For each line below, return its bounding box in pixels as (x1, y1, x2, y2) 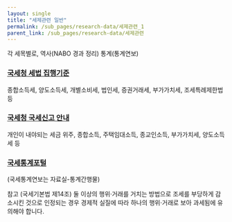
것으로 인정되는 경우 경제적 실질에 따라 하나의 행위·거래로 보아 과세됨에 (25, 198, 216, 207)
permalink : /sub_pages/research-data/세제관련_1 (7, 23, 144, 30)
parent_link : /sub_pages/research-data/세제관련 (7, 29, 144, 37)
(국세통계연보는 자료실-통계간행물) (7, 175, 100, 184)
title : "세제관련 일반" (7, 17, 67, 24)
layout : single (7, 10, 51, 17)
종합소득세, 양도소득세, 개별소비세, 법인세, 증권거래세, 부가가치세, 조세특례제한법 (7, 85, 224, 94)
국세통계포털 (7, 157, 47, 167)
